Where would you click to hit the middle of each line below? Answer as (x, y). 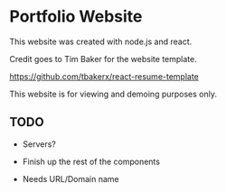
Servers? (39, 144)
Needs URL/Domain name (71, 178)
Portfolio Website (76, 17)
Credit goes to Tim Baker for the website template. (103, 59)
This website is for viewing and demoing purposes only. (113, 94)
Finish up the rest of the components (91, 161)
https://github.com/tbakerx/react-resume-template (104, 76)
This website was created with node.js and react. (101, 41)
